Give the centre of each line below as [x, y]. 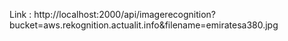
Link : [20, 14]
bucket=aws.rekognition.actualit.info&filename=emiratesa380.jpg [144, 25]
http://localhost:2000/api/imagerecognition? [124, 14]
